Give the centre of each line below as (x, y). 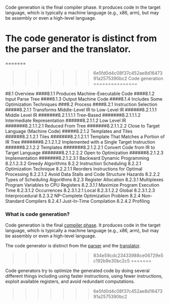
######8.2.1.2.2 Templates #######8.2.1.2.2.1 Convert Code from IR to (80, 147)
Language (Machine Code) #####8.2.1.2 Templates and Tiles (69, 131)
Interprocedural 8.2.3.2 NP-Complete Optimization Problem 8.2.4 (73, 196)
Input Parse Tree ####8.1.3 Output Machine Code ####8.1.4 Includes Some (84, 99)
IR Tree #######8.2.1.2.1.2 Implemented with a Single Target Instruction (80, 142)
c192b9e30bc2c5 (112, 261)
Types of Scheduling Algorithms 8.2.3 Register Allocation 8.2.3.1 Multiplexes (84, 180)
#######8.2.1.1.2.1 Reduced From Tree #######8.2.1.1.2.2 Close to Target (83, 125)
